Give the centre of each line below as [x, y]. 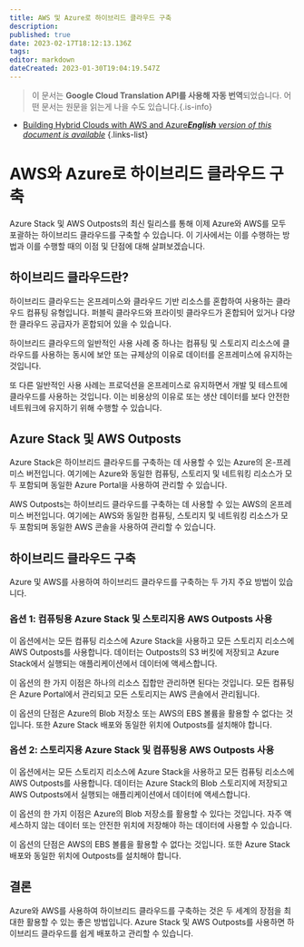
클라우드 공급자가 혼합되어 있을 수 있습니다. [95, 324]
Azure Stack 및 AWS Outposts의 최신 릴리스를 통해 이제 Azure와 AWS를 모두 [148, 223]
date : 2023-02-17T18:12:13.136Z [70, 43]
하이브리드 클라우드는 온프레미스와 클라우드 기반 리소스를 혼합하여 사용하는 [142, 301]
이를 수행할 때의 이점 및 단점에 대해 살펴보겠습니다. [116, 246]
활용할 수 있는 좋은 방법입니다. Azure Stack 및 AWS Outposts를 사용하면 [156, 922]
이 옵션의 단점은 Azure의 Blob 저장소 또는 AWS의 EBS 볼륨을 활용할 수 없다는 [147, 713]
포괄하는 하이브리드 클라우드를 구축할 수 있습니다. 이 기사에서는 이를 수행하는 [145, 234]
